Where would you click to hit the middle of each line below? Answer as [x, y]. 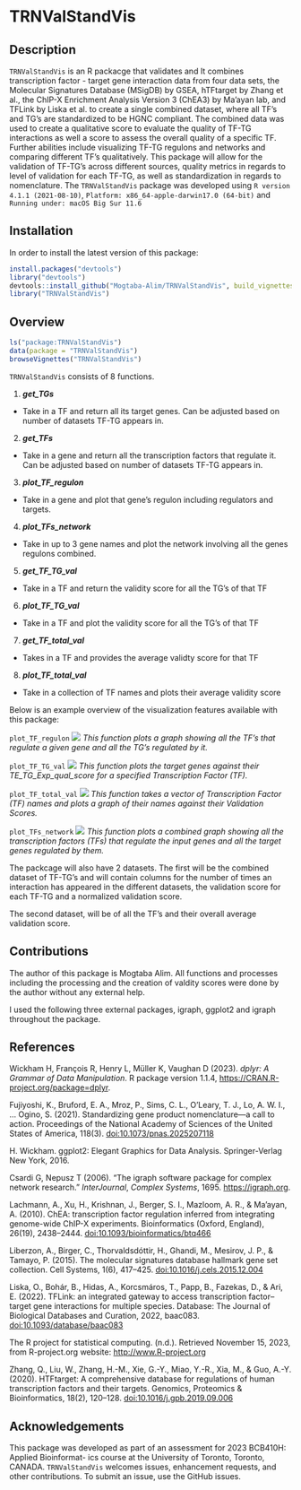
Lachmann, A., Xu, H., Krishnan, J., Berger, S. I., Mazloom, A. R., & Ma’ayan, [148, 1205]
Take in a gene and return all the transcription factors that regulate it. [149, 455]
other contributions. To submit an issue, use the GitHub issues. [125, 1477]
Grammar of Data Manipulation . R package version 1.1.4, [113, 1079]
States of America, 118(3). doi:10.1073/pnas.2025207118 [112, 1134]
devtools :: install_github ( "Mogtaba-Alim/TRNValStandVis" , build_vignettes [152, 286]
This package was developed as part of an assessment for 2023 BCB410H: [148, 1448]
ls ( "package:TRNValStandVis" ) [66, 342]
